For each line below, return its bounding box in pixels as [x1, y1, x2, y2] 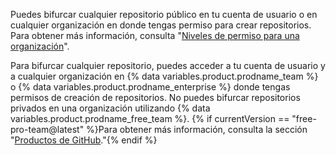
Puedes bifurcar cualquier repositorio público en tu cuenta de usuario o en [10, 9, 318, 20]
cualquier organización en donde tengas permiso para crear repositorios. [10, 19, 312, 31]
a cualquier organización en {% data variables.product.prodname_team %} [10, 70, 319, 82]
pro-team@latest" [10, 124, 85, 135]
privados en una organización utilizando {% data [10, 102, 211, 114]
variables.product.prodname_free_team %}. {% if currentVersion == [10, 113, 290, 124]
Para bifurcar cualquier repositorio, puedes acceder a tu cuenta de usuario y [10, 60, 326, 71]
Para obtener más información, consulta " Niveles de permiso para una [10, 30, 300, 41]
